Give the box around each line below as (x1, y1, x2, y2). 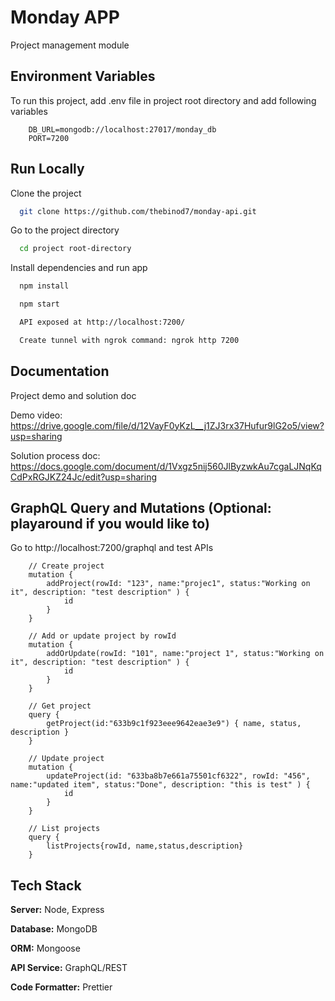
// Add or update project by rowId (28, 631, 177, 641)
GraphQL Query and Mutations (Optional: (10, 500, 272, 517)
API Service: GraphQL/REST (10, 962, 128, 974)
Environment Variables (10, 68, 156, 85)
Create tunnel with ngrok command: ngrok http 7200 (19, 335, 240, 345)
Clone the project (10, 187, 82, 199)
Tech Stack (10, 877, 82, 894)
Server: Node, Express (10, 904, 105, 916)
